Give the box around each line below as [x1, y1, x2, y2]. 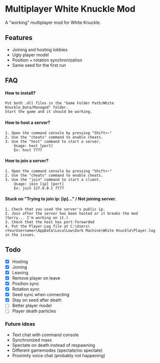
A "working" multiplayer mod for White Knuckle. [5, 20, 101, 25]
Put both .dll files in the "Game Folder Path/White [5, 101, 114, 106]
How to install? [5, 90, 36, 96]
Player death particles [12, 308, 56, 314]
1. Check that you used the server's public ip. [5, 206, 106, 212]
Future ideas [5, 321, 36, 327]
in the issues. [5, 232, 36, 237]
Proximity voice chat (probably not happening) [12, 352, 106, 358]
